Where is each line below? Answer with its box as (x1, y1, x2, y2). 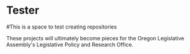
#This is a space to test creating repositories (6, 23, 117, 30)
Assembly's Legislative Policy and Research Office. (6, 41, 134, 48)
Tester (6, 4, 39, 17)
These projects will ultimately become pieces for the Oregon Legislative (6, 34, 185, 42)
